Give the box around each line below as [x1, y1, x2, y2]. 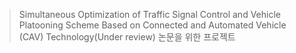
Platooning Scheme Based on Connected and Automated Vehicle [18, 19, 287, 31]
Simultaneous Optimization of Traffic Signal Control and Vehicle [18, 9, 281, 20]
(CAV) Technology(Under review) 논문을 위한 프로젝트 [18, 31, 236, 43]
